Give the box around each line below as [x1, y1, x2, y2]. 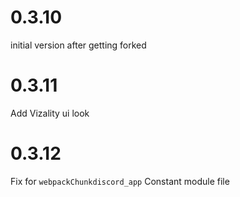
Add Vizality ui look [10, 107, 90, 119]
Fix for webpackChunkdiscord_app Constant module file [10, 175, 230, 187]
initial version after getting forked [10, 39, 147, 51]
